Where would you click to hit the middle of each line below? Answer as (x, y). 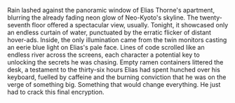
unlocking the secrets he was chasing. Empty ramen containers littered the (115, 62)
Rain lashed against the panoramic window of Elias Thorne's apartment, (111, 10)
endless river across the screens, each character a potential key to (103, 55)
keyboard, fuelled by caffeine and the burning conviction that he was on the (117, 77)
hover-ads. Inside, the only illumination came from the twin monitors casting (117, 40)
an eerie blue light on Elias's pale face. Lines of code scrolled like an (106, 47)
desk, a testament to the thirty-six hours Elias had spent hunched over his (114, 70)
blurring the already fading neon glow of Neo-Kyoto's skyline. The (103, 18)
